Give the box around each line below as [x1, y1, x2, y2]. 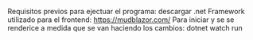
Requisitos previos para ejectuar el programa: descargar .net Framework [7, 7, 245, 16]
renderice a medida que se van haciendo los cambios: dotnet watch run [7, 24, 243, 32]
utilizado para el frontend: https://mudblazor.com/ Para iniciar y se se [7, 15, 235, 24]
